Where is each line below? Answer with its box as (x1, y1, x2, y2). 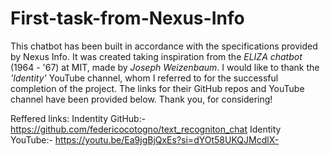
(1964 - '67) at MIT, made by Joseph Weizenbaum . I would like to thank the (10, 61, 320, 73)
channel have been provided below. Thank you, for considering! (10, 93, 273, 105)
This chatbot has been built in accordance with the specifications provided (10, 40, 318, 52)
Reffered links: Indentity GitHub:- (10, 112, 147, 124)
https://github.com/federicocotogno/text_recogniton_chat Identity (10, 123, 282, 135)
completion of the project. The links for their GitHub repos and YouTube (10, 82, 305, 94)
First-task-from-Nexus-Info (10, 7, 245, 30)
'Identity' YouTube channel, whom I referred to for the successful (10, 72, 279, 84)
